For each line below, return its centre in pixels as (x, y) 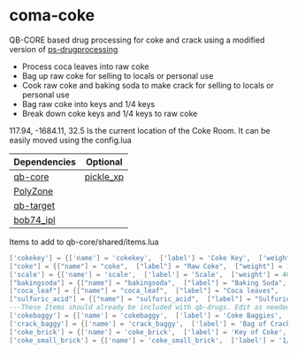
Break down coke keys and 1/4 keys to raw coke (110, 113)
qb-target (34, 205)
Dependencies (45, 162)
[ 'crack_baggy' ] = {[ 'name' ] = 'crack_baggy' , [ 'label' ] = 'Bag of (138, 324)
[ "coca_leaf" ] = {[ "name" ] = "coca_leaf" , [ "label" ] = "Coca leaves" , (144, 291)
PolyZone (34, 191)
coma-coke (52, 15)
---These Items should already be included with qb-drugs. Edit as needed (150, 308)
